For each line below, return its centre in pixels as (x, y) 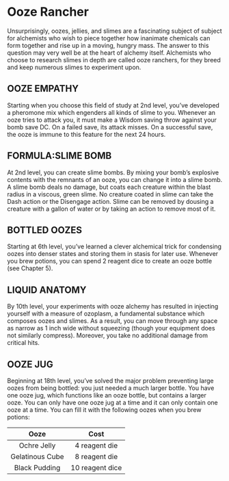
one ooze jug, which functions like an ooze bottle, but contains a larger (107, 395)
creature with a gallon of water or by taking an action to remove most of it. (111, 209)
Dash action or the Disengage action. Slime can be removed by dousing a (110, 201)
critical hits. (23, 343)
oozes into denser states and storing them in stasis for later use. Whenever (113, 254)
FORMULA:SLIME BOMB (59, 156)
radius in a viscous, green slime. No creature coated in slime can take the (110, 194)
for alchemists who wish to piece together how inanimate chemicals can (109, 38)
